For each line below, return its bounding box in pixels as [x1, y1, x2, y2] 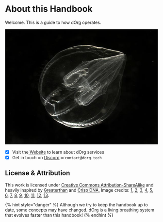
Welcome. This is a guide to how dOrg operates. [5, 19, 101, 25]
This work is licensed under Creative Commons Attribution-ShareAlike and [5, 182, 154, 188]
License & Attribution [5, 169, 70, 177]
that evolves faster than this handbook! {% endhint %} [5, 212, 114, 218]
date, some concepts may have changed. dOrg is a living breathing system [5, 207, 154, 213]
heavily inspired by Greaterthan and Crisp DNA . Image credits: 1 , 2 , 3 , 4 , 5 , [5, 187, 154, 193]
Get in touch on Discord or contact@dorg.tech [12, 155, 102, 160]
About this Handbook [5, 3, 93, 15]
